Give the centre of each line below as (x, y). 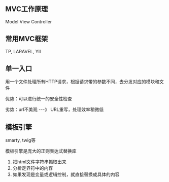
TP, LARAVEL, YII (23, 51)
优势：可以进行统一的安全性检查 (39, 99)
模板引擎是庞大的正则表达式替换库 (41, 151)
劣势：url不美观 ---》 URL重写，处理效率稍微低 (55, 110)
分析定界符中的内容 (33, 168)
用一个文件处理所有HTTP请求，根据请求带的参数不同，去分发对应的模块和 (82, 82)
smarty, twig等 (21, 140)
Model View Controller (29, 21)
